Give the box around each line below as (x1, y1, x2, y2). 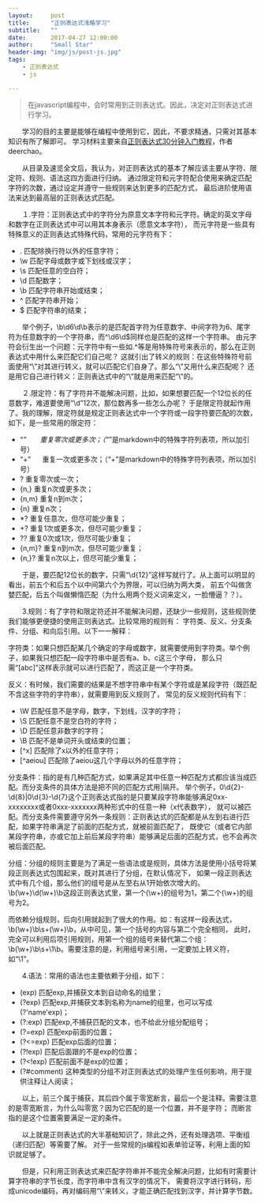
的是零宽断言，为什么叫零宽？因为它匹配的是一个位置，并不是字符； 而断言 (8, 1103, 252, 1112)
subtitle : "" (8, 26, 58, 34)
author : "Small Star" (8, 41, 93, 49)
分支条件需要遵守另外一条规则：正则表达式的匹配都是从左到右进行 (28, 811, 243, 821)
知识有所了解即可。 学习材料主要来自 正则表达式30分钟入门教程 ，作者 (8, 136, 233, 146)
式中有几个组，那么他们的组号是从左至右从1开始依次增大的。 (8, 878, 205, 887)
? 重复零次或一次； (19, 474, 81, 483)
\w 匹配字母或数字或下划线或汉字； (19, 256, 134, 265)
